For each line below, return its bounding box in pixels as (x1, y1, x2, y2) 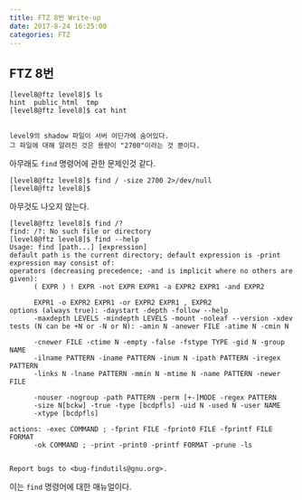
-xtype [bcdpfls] (33, 409, 99, 419)
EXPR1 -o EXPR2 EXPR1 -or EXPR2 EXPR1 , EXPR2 (33, 298, 212, 307)
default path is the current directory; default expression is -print (9, 250, 281, 260)
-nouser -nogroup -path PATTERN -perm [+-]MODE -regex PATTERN (33, 393, 278, 402)
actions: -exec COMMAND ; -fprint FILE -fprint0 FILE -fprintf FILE (9, 425, 273, 434)
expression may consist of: (9, 259, 116, 268)
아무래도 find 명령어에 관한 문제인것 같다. (9, 158, 156, 169)
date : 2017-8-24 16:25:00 (9, 22, 107, 31)
